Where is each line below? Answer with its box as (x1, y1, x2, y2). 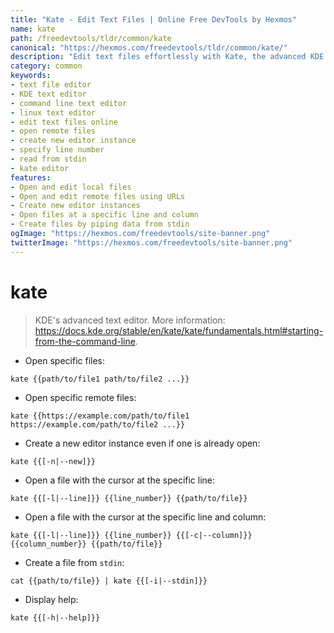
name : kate (10, 24, 56, 34)
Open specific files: (24, 354, 106, 366)
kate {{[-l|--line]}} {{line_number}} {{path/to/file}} (10, 493, 248, 503)
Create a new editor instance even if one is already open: (24, 437, 261, 449)
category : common (10, 61, 83, 71)
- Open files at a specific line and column (10, 210, 199, 220)
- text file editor (10, 80, 92, 90)
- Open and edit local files (10, 182, 132, 192)
